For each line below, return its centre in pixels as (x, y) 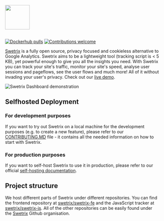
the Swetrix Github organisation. (37, 213)
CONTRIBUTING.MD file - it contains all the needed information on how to (80, 137)
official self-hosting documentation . (41, 170)
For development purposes (38, 116)
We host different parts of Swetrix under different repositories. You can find (81, 198)
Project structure (32, 186)
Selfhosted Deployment (42, 102)
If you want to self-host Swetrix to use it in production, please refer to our (79, 165)
